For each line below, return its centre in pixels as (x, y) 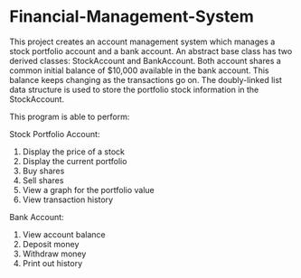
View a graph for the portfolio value (89, 190)
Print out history (52, 263)
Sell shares (43, 180)
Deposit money (51, 244)
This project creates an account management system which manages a (142, 42)
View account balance (64, 234)
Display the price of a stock (73, 152)
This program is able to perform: (70, 116)
